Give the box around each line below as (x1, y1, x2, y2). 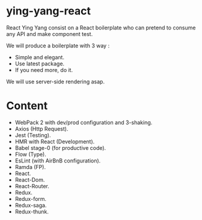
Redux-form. (14, 195, 47, 202)
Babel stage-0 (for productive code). (14, 144, 106, 151)
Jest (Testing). (14, 131, 51, 138)
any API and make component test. (6, 30, 93, 37)
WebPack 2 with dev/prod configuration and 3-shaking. (14, 119, 153, 126)
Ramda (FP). (14, 163, 46, 170)
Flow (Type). (14, 150, 46, 158)
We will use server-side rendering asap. (6, 78, 105, 85)
